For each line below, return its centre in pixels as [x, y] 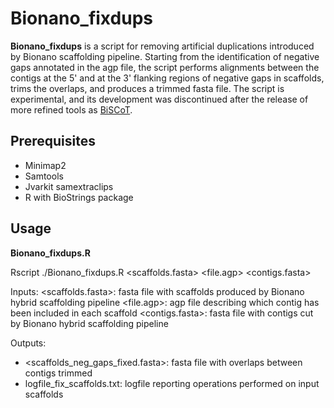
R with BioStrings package [79, 197]
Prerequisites [53, 141]
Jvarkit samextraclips [69, 186]
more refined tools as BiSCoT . [71, 109]
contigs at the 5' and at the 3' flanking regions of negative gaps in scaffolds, [167, 78]
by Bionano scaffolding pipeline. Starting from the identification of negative [165, 56]
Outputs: [28, 343]
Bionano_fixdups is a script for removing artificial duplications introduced [162, 46]
